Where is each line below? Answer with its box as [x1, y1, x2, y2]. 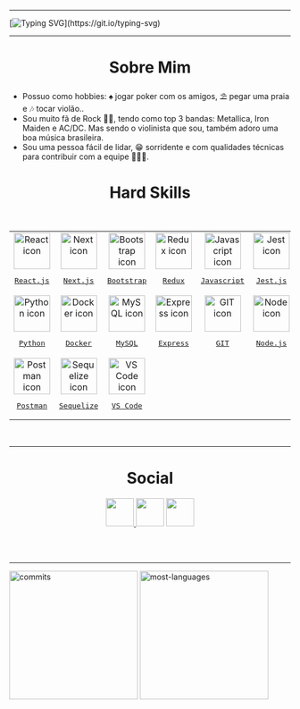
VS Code [111, 401, 143, 410]
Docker [65, 338, 92, 348]
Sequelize [59, 401, 99, 410]
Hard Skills [109, 182, 191, 203]
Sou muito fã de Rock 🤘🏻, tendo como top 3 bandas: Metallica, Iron [21, 113, 270, 123]
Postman [16, 401, 47, 410]
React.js [14, 275, 50, 285]
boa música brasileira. [21, 131, 104, 143]
